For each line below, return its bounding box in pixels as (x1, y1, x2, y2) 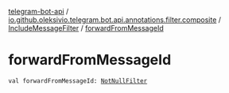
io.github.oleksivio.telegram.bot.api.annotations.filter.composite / (8, 15, 221, 24)
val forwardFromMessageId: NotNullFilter (8, 76, 148, 85)
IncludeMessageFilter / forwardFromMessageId (8, 24, 165, 32)
